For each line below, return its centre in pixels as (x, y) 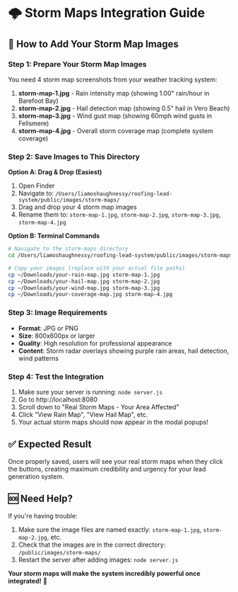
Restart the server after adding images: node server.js (98, 559)
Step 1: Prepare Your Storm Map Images (77, 64)
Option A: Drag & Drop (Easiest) (55, 172)
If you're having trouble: (43, 516)
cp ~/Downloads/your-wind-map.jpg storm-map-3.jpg (84, 288)
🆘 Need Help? (41, 499)
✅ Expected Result (50, 444)
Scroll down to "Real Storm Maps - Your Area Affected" (99, 406)
